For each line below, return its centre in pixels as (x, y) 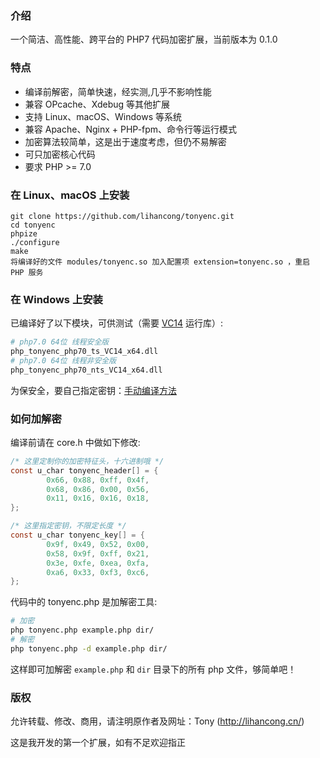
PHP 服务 (27, 272)
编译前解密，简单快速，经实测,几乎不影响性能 (118, 91)
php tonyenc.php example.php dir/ (82, 630)
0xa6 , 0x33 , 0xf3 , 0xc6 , (98, 572)
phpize (24, 233)
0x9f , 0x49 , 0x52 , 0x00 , (98, 544)
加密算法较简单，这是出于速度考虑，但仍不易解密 (125, 141)
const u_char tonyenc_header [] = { (84, 470)
